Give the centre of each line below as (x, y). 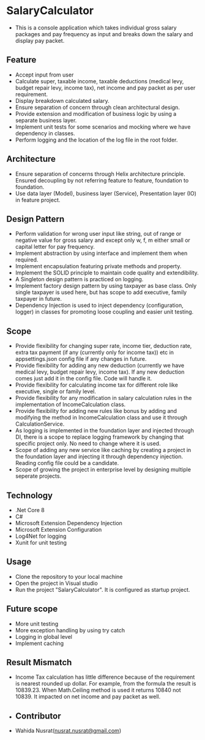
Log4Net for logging (41, 536)
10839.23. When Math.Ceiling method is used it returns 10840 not (98, 690)
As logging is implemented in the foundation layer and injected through (104, 431)
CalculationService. (40, 424)
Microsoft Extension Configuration (58, 530)
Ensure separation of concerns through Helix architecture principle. (100, 174)
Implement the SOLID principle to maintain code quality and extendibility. (107, 273)
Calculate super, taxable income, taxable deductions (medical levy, (99, 81)
